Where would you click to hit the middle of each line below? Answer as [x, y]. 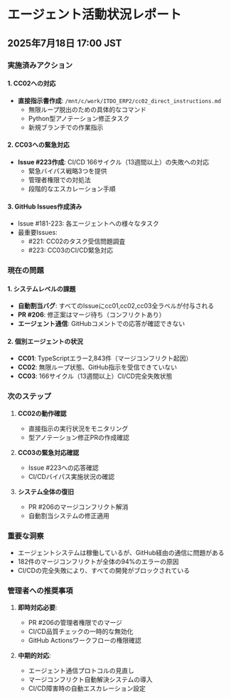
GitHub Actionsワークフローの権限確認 [85, 641]
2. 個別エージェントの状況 [45, 341]
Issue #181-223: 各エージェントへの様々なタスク [88, 224]
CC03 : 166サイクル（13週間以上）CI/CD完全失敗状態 [95, 376]
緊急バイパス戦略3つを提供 [68, 171]
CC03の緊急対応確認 [48, 452]
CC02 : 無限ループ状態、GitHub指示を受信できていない [97, 367]
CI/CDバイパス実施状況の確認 [71, 476]
